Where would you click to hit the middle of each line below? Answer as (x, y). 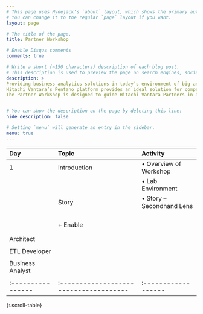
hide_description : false (37, 117)
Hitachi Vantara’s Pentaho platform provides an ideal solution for (94, 89)
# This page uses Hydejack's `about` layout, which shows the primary (97, 12)
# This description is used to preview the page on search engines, (94, 72)
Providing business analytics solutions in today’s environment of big (98, 84)
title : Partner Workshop (37, 40)
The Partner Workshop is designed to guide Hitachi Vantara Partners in (100, 95)
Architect (22, 239)
